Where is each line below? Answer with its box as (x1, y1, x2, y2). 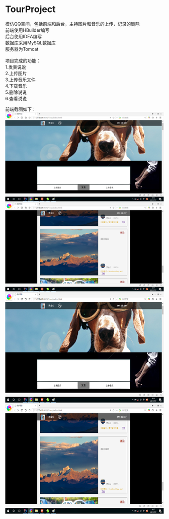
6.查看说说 (5, 95, 27, 101)
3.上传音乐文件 (5, 77, 36, 83)
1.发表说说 (5, 64, 26, 70)
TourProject (5, 4, 56, 15)
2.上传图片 (5, 70, 27, 76)
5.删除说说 (5, 89, 27, 95)
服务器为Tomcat (5, 46, 39, 52)
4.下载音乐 (5, 83, 27, 89)
